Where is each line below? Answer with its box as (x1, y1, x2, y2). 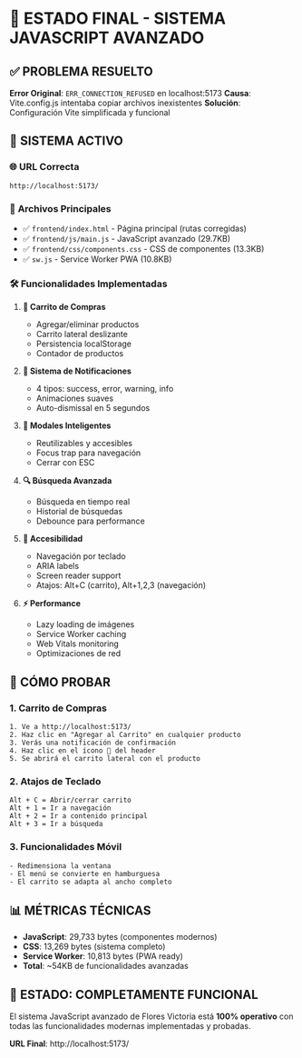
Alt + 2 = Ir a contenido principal (9, 812, 148, 821)
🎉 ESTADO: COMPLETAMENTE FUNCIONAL (9, 986, 258, 1003)
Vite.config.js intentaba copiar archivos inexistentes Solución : (9, 97, 241, 108)
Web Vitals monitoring (35, 638, 120, 649)
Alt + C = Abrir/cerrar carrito (9, 795, 132, 805)
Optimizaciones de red (35, 648, 122, 659)
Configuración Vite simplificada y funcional (9, 107, 170, 117)
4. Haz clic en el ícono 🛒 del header (9, 745, 156, 755)
